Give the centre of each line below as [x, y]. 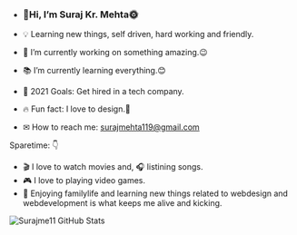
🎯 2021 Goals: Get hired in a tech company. [103, 92]
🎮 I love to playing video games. [84, 181]
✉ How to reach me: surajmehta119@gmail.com [111, 127]
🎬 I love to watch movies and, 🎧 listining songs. [113, 167]
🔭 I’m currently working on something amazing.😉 [115, 53]
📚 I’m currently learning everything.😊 [94, 71]
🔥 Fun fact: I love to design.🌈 [76, 109]
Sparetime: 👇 [34, 145]
